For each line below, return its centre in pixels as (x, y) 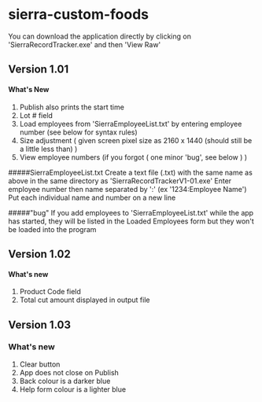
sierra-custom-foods (79, 15)
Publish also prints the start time (72, 107)
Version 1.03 (40, 325)
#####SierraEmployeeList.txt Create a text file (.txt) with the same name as (131, 172)
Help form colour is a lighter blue (73, 389)
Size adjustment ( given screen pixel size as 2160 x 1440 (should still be (136, 140)
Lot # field (36, 115)
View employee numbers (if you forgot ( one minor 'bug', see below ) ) (133, 157)
